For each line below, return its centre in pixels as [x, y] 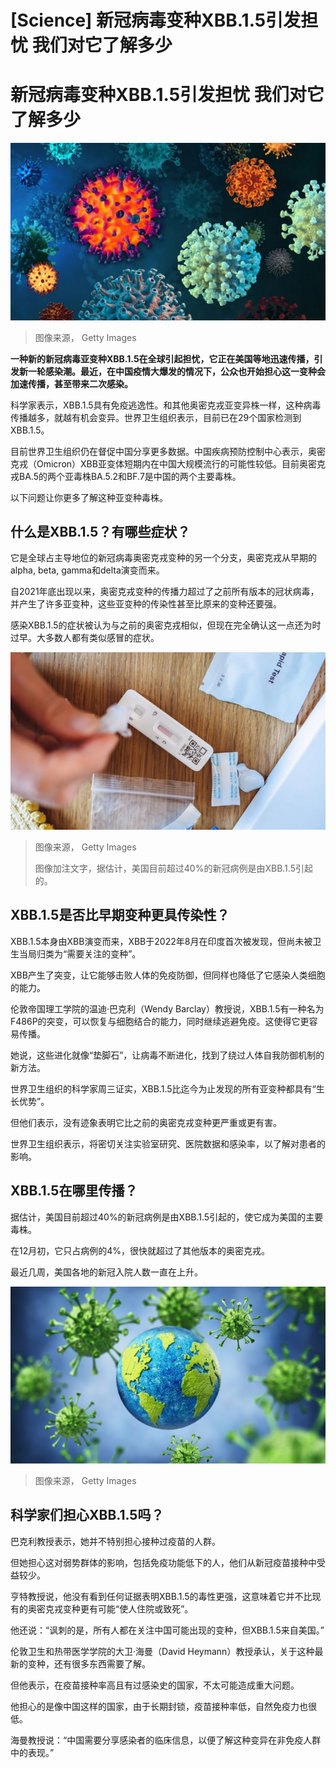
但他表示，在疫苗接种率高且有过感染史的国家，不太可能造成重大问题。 [155, 1685]
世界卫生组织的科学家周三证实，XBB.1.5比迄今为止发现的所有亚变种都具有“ [163, 1088]
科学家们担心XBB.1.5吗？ [87, 1515]
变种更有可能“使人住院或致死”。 [128, 1608]
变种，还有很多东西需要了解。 [89, 1663]
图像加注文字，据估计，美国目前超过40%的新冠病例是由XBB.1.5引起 [173, 868]
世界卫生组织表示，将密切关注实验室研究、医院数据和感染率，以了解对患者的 [168, 1143]
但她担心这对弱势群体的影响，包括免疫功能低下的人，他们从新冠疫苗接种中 [163, 1562]
